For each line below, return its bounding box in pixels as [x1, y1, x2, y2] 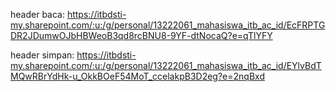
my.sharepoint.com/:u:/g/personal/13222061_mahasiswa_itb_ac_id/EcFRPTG [10, 19, 326, 31]
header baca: [10, 9, 65, 20]
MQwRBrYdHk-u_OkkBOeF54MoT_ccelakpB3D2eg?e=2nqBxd [10, 70, 265, 82]
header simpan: [10, 49, 75, 61]
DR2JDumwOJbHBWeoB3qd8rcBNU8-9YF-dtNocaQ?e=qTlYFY [10, 30, 273, 41]
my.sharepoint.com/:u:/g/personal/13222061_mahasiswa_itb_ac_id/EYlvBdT [10, 60, 322, 71]
